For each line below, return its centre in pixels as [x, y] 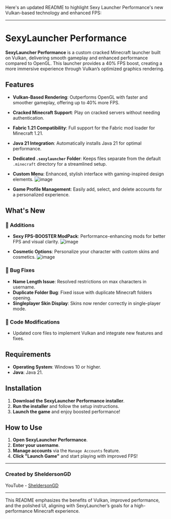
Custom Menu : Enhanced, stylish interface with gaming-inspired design [88, 174]
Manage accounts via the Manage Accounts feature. [66, 451]
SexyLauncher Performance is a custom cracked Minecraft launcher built [83, 52]
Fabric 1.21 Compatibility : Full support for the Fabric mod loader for [84, 128]
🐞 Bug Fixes [20, 270]
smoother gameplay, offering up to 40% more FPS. [66, 102]
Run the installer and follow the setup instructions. [66, 406]
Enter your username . [36, 445]
